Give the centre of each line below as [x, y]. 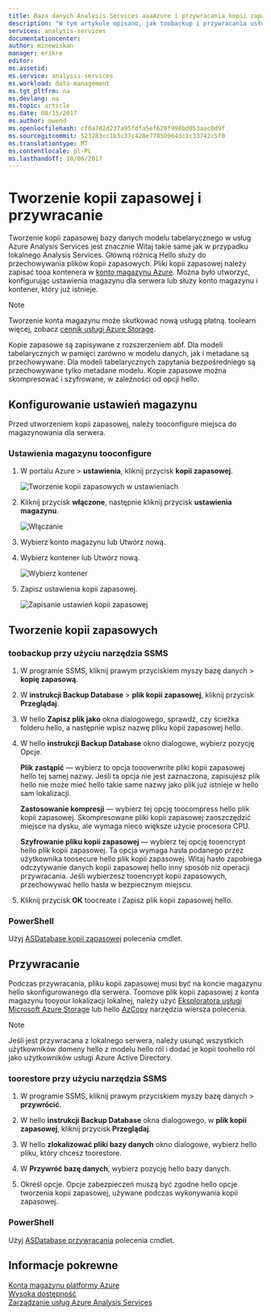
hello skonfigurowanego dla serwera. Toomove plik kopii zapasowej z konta [134, 992]
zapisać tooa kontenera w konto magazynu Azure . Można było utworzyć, [129, 272]
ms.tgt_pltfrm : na [39, 91]
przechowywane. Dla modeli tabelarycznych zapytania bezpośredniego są [132, 362]
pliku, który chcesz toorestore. [71, 1153]
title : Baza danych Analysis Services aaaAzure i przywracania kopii [128, 16]
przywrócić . [41, 1105]
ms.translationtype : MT [48, 143]
